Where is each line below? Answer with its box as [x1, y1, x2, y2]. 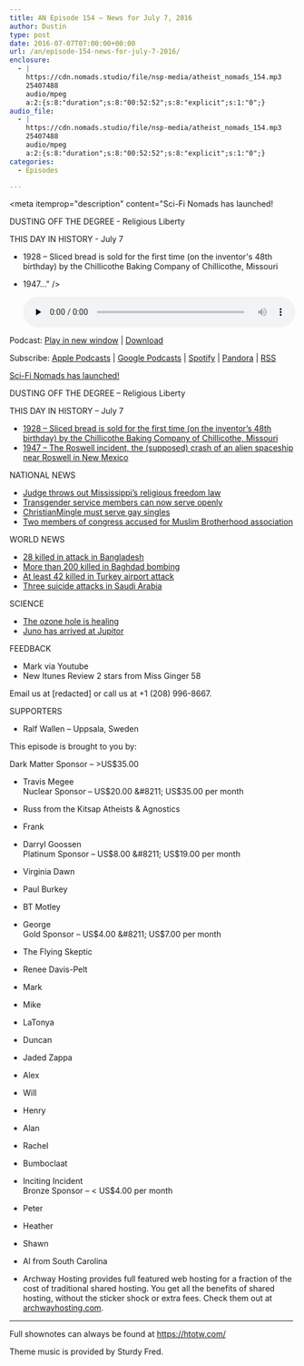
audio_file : [9, 106, 54, 116]
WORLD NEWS [9, 534, 65, 545]
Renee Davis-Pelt [22, 964, 88, 975]
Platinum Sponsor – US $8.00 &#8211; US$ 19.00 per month [22, 848, 240, 860]
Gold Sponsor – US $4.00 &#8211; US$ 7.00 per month [22, 929, 222, 940]
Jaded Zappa [22, 1052, 73, 1063]
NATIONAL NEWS [9, 470, 76, 481]
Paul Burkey [22, 884, 68, 895]
